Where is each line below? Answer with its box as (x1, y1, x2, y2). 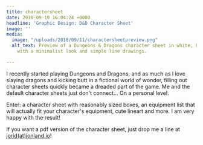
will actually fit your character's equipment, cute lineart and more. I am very (6, 107, 195, 115)
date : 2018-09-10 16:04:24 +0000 (6, 14, 91, 21)
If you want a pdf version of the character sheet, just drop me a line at (6, 125, 180, 133)
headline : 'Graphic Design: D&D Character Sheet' (6, 20, 134, 26)
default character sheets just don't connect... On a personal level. (6, 89, 169, 97)
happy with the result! (6, 114, 60, 121)
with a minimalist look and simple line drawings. (17, 48, 147, 54)
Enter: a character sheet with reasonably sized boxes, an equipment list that (6, 101, 195, 108)
